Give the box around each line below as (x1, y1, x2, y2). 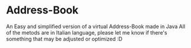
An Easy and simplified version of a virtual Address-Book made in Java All (6, 23, 186, 30)
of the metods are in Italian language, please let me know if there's (6, 29, 167, 36)
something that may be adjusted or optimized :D (6, 35, 123, 42)
